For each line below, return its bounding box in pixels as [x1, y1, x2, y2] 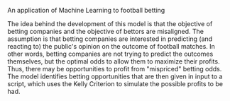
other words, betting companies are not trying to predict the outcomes [7, 49, 214, 58]
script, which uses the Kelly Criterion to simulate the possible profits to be [7, 80, 224, 88]
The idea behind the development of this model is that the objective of [7, 20, 213, 28]
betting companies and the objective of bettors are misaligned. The [7, 28, 204, 35]
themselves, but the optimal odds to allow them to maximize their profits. [7, 57, 220, 66]
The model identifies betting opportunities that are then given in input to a [7, 72, 223, 81]
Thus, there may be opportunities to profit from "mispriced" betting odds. [7, 65, 222, 73]
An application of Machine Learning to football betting [7, 6, 165, 14]
